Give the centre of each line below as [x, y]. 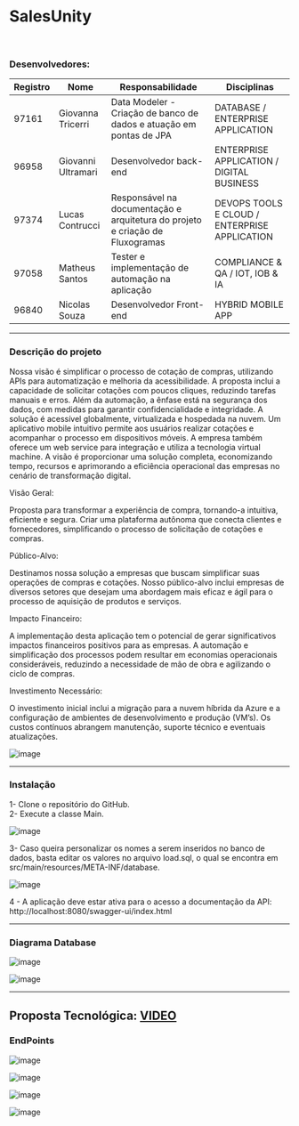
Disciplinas [250, 87]
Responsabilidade [158, 87]
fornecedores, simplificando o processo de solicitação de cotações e [136, 529]
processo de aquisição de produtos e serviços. [96, 601]
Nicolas [75, 304]
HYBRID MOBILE [250, 304]
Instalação [32, 785]
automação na [141, 279]
